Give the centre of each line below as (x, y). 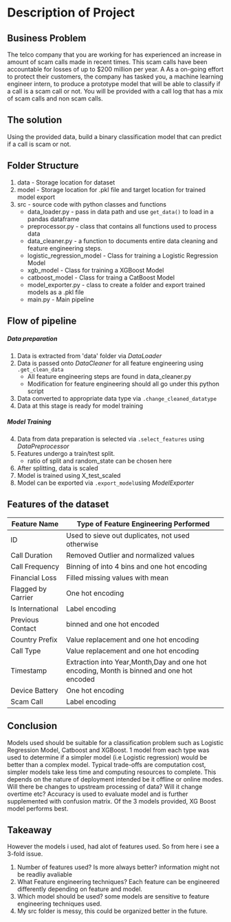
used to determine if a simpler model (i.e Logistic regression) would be (107, 757)
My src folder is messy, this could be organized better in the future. (112, 911)
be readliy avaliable (44, 874)
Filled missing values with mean (118, 578)
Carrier (22, 597)
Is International (34, 609)
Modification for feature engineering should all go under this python (123, 384)
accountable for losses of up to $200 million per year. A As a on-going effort (115, 69)
